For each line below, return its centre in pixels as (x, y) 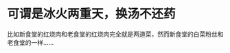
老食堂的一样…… (31, 42)
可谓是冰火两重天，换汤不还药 (92, 14)
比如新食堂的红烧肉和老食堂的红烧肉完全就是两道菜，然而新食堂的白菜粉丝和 (115, 34)
